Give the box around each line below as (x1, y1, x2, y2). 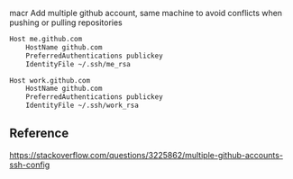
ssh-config (9, 159, 50, 170)
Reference (9, 126, 69, 141)
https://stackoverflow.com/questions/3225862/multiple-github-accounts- (9, 149, 284, 160)
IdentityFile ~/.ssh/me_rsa (25, 59, 131, 68)
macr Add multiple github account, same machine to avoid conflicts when (9, 8, 282, 18)
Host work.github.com (9, 76, 91, 85)
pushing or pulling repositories (9, 17, 124, 28)
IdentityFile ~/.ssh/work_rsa (25, 101, 140, 111)
